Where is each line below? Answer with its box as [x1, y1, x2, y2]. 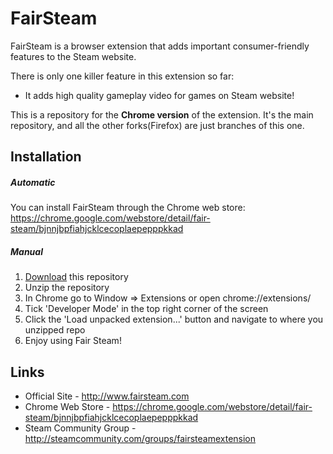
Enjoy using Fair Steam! [24, 335, 122, 347]
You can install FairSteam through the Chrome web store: [10, 202, 246, 214]
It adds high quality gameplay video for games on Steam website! [24, 89, 295, 101]
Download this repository [24, 271, 129, 283]
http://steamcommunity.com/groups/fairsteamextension [24, 433, 257, 445]
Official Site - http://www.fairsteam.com [24, 390, 190, 402]
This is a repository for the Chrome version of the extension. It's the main [10, 108, 314, 121]
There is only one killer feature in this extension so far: [10, 70, 235, 82]
